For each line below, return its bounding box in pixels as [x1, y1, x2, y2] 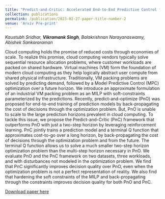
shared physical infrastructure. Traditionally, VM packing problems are [5, 75, 147, 81]
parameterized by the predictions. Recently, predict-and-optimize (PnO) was [5, 96, 160, 102]
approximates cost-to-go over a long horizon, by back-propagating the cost [5, 132, 159, 138]
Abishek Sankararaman [5, 40, 53, 46]
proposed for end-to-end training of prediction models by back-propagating [5, 101, 159, 107]
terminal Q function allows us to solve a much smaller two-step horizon [5, 143, 149, 149]
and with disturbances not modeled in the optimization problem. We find [5, 158, 151, 164]
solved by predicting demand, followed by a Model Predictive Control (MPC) [5, 80, 159, 86]
